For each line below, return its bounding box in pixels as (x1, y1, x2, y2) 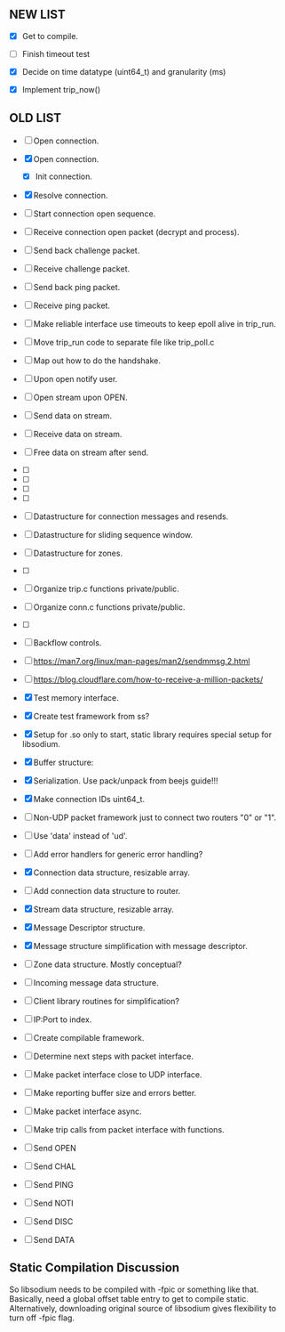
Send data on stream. (33, 410, 113, 421)
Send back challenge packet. (33, 245, 140, 256)
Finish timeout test (21, 48, 91, 59)
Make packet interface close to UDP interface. (33, 1068, 202, 1080)
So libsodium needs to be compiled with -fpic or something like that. (9, 1284, 259, 1295)
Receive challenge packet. (33, 263, 131, 274)
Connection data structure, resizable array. (33, 867, 191, 878)
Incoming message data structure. (33, 977, 159, 987)
